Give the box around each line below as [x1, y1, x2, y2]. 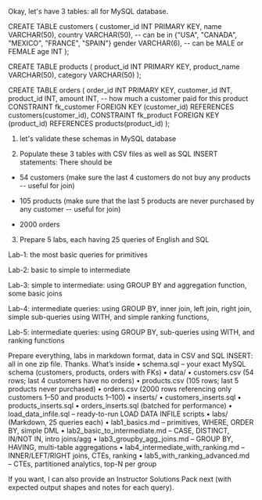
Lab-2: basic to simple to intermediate [8, 266, 131, 274]
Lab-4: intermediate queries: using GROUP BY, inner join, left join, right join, [8, 304, 252, 313]
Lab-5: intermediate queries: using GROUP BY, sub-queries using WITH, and [8, 328, 255, 336]
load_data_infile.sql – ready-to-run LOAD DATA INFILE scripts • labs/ [8, 409, 228, 418]
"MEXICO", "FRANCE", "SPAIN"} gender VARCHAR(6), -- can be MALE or [8, 38, 244, 48]
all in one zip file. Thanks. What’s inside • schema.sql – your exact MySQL [8, 360, 246, 368]
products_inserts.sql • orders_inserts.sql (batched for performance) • [8, 401, 233, 410]
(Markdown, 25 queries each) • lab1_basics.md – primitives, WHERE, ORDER [8, 418, 254, 426]
